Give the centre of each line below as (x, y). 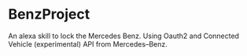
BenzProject (49, 14)
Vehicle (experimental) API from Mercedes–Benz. (88, 44)
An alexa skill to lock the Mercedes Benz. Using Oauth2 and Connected (124, 36)
